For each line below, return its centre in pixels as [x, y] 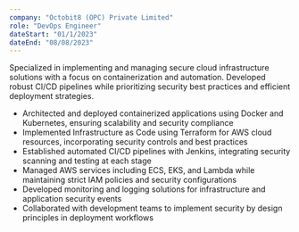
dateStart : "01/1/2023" [54, 34]
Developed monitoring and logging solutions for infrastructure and [144, 189]
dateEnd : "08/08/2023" [51, 42]
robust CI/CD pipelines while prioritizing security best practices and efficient [150, 87]
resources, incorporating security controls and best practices [135, 142]
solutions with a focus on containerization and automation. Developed [137, 78]
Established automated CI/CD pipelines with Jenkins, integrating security [156, 152]
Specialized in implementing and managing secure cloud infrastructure [139, 68]
